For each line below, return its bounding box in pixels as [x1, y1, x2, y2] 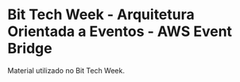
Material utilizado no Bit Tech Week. [7, 65, 125, 75]
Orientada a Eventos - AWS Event [7, 22, 232, 41]
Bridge [7, 40, 52, 57]
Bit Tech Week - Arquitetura [7, 6, 195, 24]
